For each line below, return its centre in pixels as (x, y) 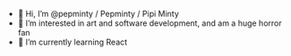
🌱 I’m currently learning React (73, 42)
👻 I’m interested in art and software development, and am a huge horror (150, 23)
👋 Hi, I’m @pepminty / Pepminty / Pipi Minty (98, 14)
